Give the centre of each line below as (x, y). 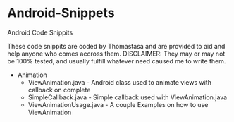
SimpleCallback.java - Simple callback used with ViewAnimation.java (128, 97)
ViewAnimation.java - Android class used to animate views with (119, 82)
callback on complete (59, 90)
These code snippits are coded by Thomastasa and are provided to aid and (116, 46)
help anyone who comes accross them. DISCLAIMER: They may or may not (116, 54)
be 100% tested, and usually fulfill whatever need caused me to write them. (117, 61)
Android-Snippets (61, 13)
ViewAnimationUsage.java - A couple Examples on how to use (118, 104)
